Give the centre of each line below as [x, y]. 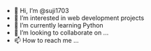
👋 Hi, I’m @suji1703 [41, 11]
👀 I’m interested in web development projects [79, 18]
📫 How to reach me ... [46, 40]
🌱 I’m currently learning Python [58, 25]
